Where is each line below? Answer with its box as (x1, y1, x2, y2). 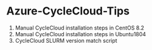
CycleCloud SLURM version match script (15, 37, 117, 44)
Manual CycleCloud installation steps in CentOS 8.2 (15, 24, 145, 31)
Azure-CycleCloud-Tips (6, 4, 130, 18)
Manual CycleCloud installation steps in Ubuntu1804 (15, 30, 147, 37)
